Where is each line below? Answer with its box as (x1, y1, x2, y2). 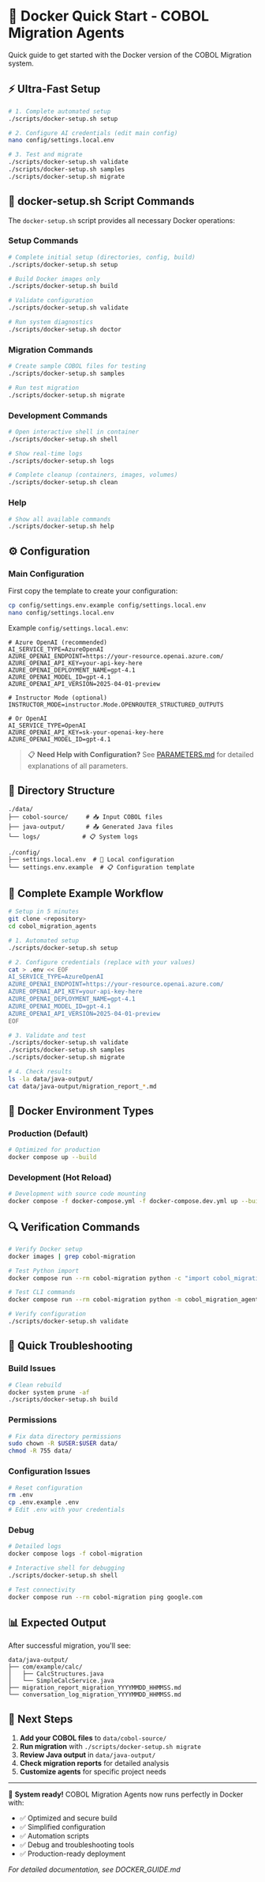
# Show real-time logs (8, 449, 83, 457)
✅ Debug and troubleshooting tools (19, 1840, 135, 1850)
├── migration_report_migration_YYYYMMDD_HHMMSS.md (8, 1684, 181, 1692)
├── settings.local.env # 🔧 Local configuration (8, 855, 175, 863)
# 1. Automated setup (8, 937, 80, 945)
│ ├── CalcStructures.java (8, 1670, 104, 1678)
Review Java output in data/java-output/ (19, 1750, 156, 1759)
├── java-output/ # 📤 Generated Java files (8, 823, 174, 831)
